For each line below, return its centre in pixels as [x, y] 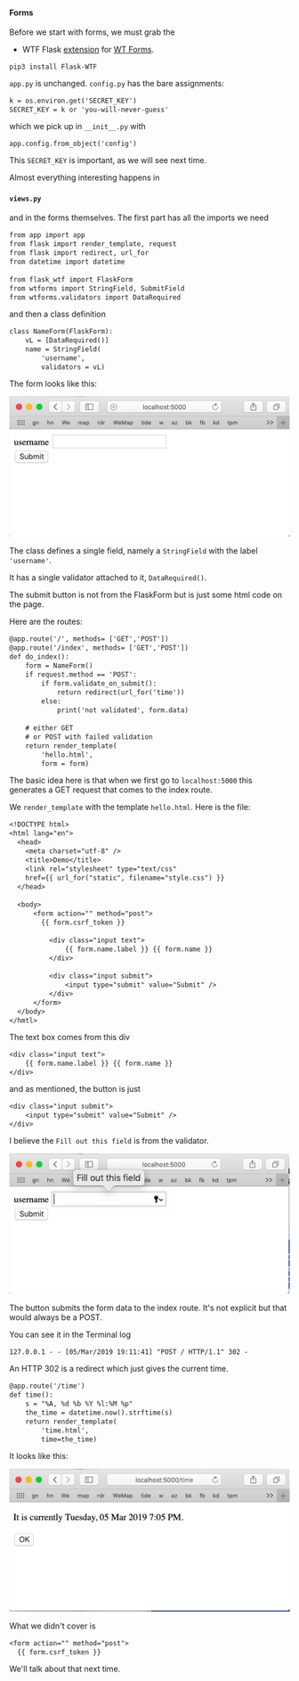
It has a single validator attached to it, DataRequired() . [108, 578]
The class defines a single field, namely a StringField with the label [133, 551]
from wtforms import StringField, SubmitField [97, 289]
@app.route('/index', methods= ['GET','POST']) [99, 648]
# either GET [49, 728]
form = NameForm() [59, 666]
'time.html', [65, 1431]
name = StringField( [63, 349]
